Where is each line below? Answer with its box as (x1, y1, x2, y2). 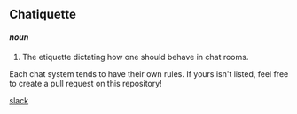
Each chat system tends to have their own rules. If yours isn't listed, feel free (9, 68, 289, 79)
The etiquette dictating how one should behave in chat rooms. (21, 51, 249, 62)
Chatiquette (9, 7, 77, 22)
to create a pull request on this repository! (9, 78, 162, 88)
